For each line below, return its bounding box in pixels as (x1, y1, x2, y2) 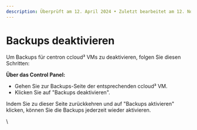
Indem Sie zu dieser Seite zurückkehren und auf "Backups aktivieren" (6, 100, 175, 107)
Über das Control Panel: (6, 71, 66, 78)
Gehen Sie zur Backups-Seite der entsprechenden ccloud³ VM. (14, 82, 168, 89)
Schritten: (6, 59, 30, 66)
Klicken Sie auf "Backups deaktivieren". (14, 89, 110, 96)
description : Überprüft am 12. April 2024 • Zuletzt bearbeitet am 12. (6, 8, 185, 15)
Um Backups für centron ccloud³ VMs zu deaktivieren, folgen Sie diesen (6, 54, 181, 61)
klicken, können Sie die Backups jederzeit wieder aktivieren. (6, 106, 151, 114)
